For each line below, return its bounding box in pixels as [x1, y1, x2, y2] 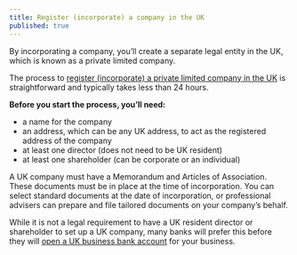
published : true [9, 21, 69, 30]
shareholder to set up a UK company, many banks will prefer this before [9, 226, 273, 236]
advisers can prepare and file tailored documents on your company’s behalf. [9, 199, 289, 210]
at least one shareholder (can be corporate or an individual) [21, 154, 241, 164]
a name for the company [21, 116, 113, 127]
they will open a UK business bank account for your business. [9, 235, 236, 246]
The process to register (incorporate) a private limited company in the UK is [9, 72, 286, 83]
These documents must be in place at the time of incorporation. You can [9, 180, 275, 191]
